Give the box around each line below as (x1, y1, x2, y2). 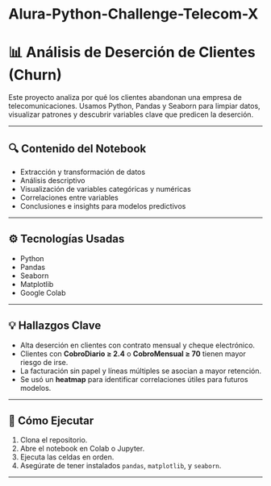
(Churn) (8, 66, 62, 85)
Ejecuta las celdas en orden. (19, 452, 115, 462)
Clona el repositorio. (19, 435, 88, 445)
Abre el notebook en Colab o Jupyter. (19, 444, 145, 454)
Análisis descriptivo (19, 175, 85, 185)
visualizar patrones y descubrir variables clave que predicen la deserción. (8, 110, 254, 119)
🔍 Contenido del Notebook (8, 142, 147, 156)
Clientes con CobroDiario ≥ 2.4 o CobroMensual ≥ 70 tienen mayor (19, 348, 246, 359)
